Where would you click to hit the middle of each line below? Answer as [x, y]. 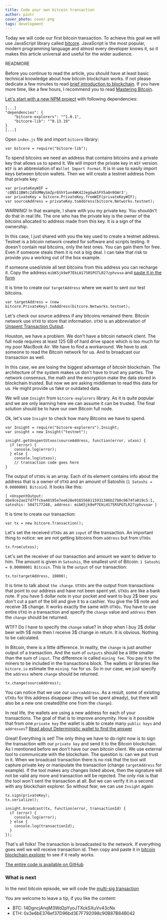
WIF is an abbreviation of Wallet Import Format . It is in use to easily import [81, 169]
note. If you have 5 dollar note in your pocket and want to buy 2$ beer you [82, 596]
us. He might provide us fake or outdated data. [53, 388]
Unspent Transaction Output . [35, 326]
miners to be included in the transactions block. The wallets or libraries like [82, 663]
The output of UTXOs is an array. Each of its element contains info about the [82, 477]
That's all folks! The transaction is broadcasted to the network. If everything [83, 844]
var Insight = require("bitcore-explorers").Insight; [62, 428]
